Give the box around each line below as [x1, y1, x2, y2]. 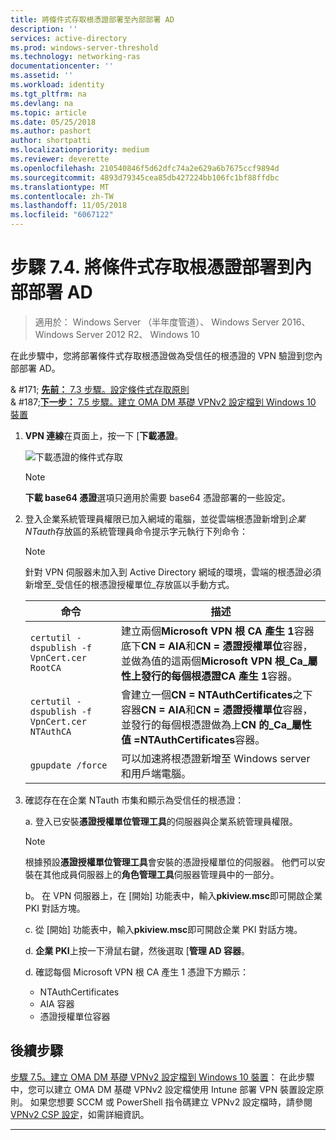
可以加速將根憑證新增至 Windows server [121, 751, 311, 765]
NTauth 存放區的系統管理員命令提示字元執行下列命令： [24, 525, 249, 537]
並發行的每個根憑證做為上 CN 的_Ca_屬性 [121, 717, 312, 731]
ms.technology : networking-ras [10, 52, 141, 62]
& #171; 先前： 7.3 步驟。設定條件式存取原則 [10, 383, 190, 395]
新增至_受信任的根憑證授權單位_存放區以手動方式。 [24, 578, 235, 590]
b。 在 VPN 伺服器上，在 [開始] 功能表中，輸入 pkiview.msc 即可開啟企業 [24, 889, 323, 901]
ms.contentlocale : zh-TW [10, 191, 114, 201]
